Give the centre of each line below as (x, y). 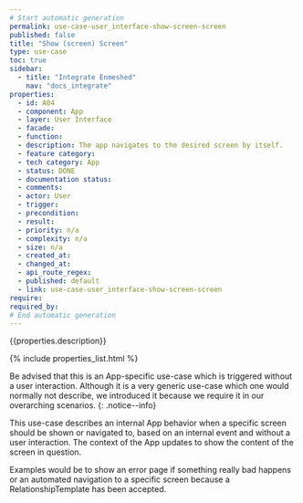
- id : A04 (36, 103)
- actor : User (44, 196)
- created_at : (44, 256)
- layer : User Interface (65, 120)
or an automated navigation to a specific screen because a (120, 479)
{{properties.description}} (58, 341)
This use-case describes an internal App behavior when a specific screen (148, 423)
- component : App (51, 111)
